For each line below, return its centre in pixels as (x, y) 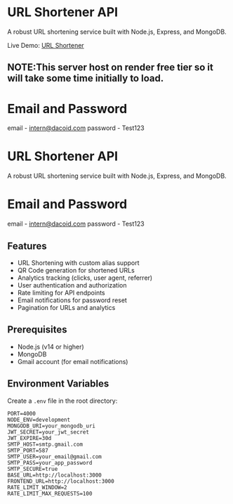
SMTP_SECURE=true (33, 469)
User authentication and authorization (72, 285)
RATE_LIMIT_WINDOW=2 (38, 487)
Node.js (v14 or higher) (51, 347)
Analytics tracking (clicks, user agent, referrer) (85, 278)
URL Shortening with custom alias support (78, 263)
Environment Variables (58, 384)
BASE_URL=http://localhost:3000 (54, 475)
